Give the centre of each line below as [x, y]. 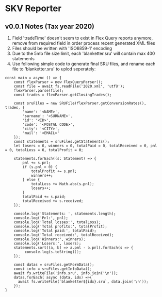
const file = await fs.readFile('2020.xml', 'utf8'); [69, 86]
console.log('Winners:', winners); [50, 239]
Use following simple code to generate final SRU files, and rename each [84, 64]
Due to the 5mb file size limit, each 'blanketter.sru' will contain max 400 [83, 53]
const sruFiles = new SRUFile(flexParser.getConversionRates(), [80, 103]
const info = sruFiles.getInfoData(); [53, 269]
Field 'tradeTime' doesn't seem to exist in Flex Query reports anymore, [82, 38]
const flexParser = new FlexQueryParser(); [58, 82]
